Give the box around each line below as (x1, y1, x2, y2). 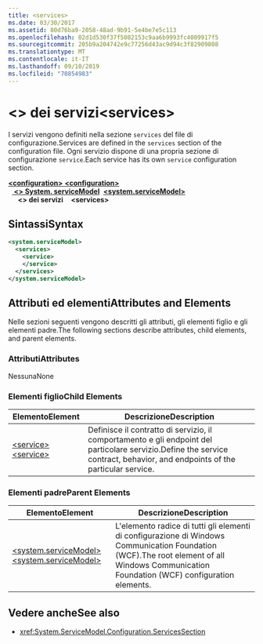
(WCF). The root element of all (115, 550, 225, 561)
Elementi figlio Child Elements (8, 391, 123, 402)
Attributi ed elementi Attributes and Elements (8, 297, 231, 310)
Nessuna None (8, 371, 55, 380)
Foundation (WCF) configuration (115, 569, 235, 580)
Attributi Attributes (8, 354, 80, 365)
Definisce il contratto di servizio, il (87, 424, 213, 435)
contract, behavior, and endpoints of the (87, 454, 236, 465)
